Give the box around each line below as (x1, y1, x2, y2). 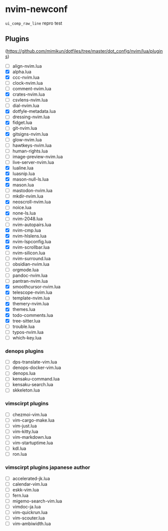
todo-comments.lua (12, 312, 53, 318)
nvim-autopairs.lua (12, 222, 51, 228)
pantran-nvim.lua (12, 278, 48, 284)
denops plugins (5, 347, 44, 355)
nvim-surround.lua (12, 255, 51, 261)
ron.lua (12, 451, 27, 457)
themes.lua (12, 306, 36, 312)
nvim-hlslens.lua (12, 233, 46, 239)
